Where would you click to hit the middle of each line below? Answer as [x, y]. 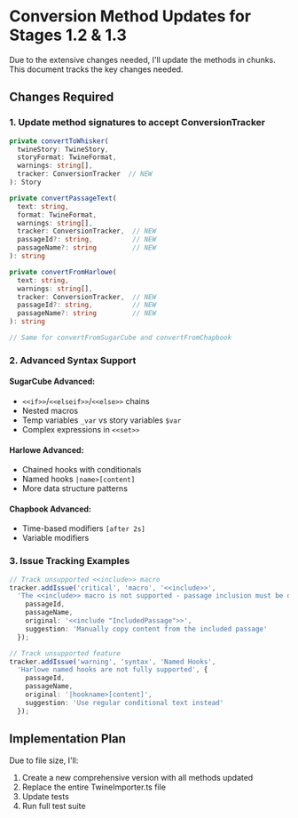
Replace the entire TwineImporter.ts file [94, 787]
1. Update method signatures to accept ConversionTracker [137, 123]
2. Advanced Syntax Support [73, 360]
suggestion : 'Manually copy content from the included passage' [146, 629]
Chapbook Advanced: [50, 509]
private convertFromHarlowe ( [63, 272]
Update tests [45, 796]
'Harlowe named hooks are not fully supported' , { [113, 670]
